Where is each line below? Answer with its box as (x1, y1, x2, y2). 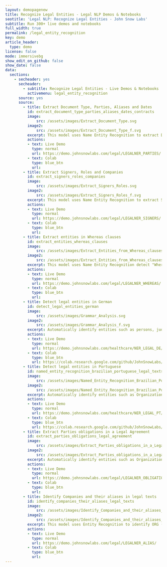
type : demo (9, 44, 32, 49)
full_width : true (5, 26, 41, 31)
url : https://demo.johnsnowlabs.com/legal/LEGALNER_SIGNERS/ (31, 216, 162, 221)
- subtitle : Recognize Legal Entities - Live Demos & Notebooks (23, 86, 159, 91)
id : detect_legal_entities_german (27, 304, 99, 309)
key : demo (5, 35, 26, 40)
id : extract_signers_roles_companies (27, 174, 106, 180)
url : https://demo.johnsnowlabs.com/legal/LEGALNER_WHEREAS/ (31, 281, 162, 286)
